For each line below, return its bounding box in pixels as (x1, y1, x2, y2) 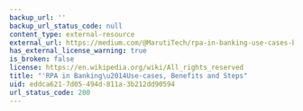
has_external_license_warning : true (9, 47, 147, 55)
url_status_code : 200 (9, 88, 91, 97)
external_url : (9, 38, 63, 47)
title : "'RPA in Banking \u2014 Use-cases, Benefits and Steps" (9, 72, 248, 81)
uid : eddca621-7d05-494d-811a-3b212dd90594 (9, 80, 176, 89)
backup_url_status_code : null (9, 21, 124, 30)
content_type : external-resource (9, 30, 135, 38)
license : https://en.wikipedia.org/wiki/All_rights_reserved (9, 64, 244, 73)
